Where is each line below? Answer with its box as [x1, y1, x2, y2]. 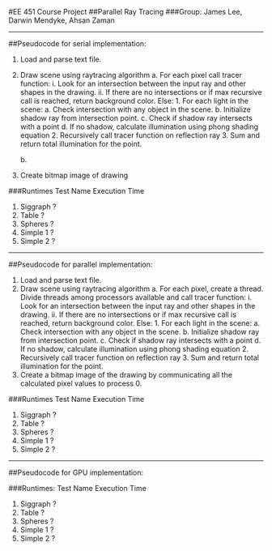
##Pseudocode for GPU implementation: [8, 468, 144, 477]
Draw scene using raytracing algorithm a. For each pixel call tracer [19, 70, 243, 79]
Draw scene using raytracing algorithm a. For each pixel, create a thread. [19, 284, 264, 293]
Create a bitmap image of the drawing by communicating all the [19, 370, 233, 379]
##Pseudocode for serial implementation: [8, 39, 147, 48]
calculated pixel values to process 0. [19, 378, 142, 388]
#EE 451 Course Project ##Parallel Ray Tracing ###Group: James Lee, [8, 7, 243, 16]
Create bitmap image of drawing [19, 170, 129, 180]
